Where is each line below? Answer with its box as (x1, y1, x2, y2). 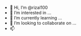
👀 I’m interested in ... (9, 10, 52, 16)
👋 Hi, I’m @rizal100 (9, 5, 48, 10)
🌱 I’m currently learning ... (9, 15, 62, 20)
